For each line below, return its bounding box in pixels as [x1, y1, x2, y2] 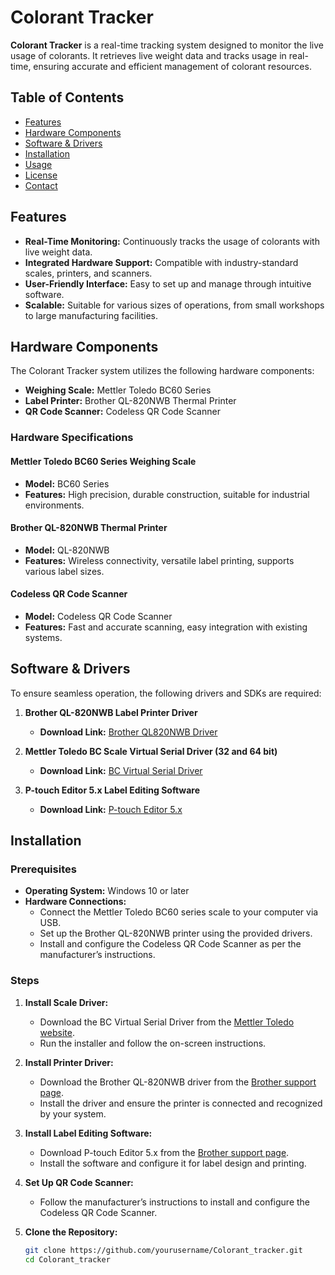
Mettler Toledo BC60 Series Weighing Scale [10, 455, 197, 467]
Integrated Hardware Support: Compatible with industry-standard [24, 256, 299, 268]
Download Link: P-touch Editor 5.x [39, 803, 183, 815]
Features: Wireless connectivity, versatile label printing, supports [24, 554, 295, 566]
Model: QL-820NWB [24, 544, 110, 556]
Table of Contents [10, 89, 125, 106]
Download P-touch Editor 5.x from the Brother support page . [39, 1146, 290, 1158]
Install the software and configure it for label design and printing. [39, 1157, 307, 1169]
